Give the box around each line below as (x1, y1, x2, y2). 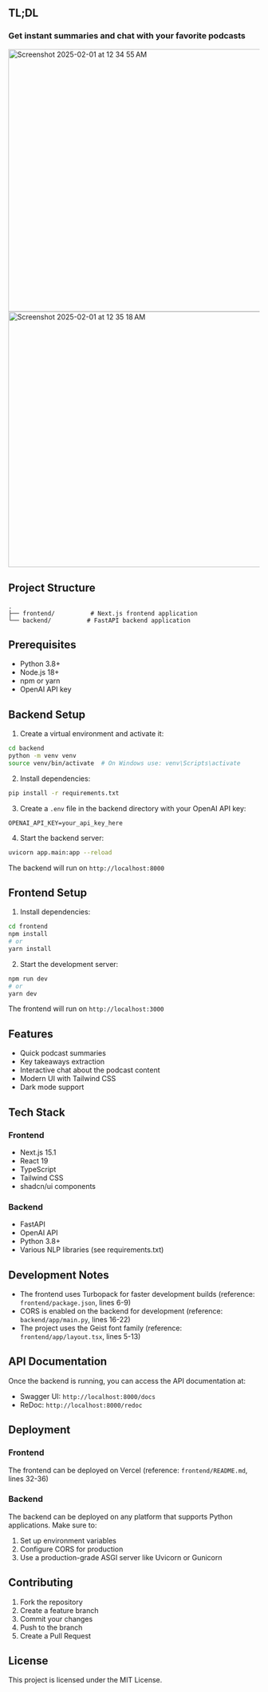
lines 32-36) (8, 1473, 49, 1484)
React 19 (19, 1155, 49, 1165)
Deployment (8, 1423, 71, 1436)
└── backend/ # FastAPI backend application (8, 616, 191, 624)
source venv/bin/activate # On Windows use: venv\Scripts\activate (8, 759, 241, 767)
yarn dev (8, 989, 37, 997)
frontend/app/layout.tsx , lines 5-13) (19, 1332, 141, 1341)
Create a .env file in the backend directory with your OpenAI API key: (19, 803, 246, 813)
